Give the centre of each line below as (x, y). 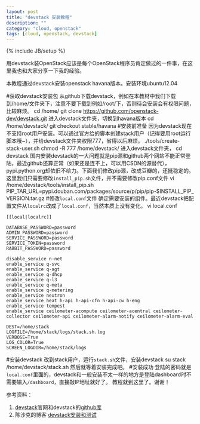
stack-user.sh (23, 148)
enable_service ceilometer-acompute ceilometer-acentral (79, 311)
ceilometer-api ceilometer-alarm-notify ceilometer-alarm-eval (113, 317)
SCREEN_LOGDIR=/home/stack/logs (46, 348)
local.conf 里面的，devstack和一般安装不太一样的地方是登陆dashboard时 (96, 374)
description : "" (26, 23)
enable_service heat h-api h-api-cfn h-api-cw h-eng (73, 301)
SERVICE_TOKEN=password (36, 243)
